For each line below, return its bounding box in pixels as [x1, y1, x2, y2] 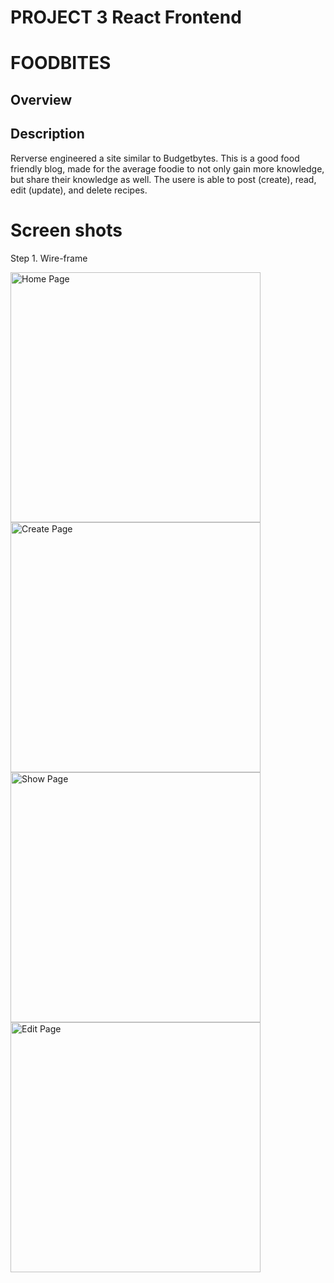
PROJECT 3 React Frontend [10, 6, 242, 29]
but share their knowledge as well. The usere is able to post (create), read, [10, 173, 317, 185]
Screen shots [10, 219, 123, 241]
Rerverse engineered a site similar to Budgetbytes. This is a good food [10, 152, 300, 164]
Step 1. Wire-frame [10, 252, 88, 264]
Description [10, 126, 85, 143]
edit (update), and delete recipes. [10, 184, 148, 196]
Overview [10, 91, 73, 108]
